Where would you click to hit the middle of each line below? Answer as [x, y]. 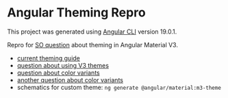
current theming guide [49, 58]
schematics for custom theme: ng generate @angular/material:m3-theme [119, 87]
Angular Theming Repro [76, 13]
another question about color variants [70, 79]
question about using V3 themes [63, 65]
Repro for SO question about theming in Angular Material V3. [92, 45]
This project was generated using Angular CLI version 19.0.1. [92, 32]
